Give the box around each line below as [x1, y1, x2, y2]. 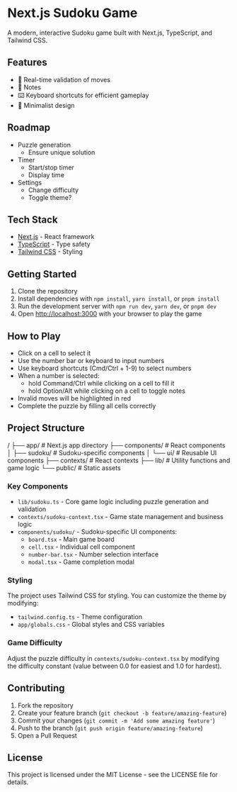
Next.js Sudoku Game [7, 5, 138, 21]
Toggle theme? [28, 193, 72, 201]
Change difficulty [28, 186, 79, 194]
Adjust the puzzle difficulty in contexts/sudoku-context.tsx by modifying [7, 654, 220, 662]
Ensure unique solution [28, 147, 96, 157]
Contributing [7, 682, 65, 694]
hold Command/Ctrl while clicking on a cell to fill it [28, 379, 175, 387]
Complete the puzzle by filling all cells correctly [17, 402, 156, 410]
